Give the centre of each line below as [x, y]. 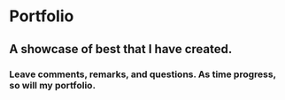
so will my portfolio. [52, 85]
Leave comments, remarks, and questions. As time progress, [142, 74]
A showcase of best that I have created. [121, 49]
